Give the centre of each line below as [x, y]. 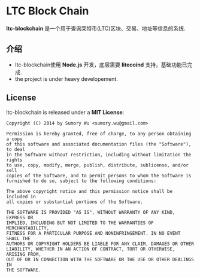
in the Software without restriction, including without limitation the [99, 155]
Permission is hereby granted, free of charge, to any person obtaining [99, 134]
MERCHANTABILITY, [28, 228]
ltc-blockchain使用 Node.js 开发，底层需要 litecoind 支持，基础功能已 [101, 65]
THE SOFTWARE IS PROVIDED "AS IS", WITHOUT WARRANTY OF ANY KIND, [91, 212]
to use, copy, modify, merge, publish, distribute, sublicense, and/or [97, 165]
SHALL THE [19, 238]
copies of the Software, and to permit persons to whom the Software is [99, 176]
